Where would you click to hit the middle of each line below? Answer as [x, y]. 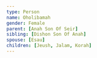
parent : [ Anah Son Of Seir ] [42, 29]
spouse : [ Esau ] [26, 40]
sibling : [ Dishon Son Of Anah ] [46, 34]
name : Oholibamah [29, 18]
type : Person [23, 12]
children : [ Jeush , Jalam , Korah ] [49, 46]
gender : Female [26, 23]
